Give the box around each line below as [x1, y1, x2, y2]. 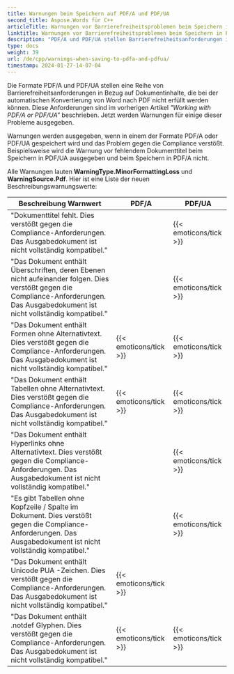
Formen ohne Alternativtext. [10, 329, 102, 338]
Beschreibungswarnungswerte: [7, 182, 97, 190]
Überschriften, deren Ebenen [10, 265, 106, 275]
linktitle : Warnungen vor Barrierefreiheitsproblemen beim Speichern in [7, 29, 223, 37]
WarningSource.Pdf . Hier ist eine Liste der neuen [7, 175, 150, 183]
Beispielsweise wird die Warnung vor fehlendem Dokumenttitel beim [7, 146, 203, 155]
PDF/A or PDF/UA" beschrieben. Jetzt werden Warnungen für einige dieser [7, 111, 223, 119]
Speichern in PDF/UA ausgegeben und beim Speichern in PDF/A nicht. [7, 154, 210, 162]
